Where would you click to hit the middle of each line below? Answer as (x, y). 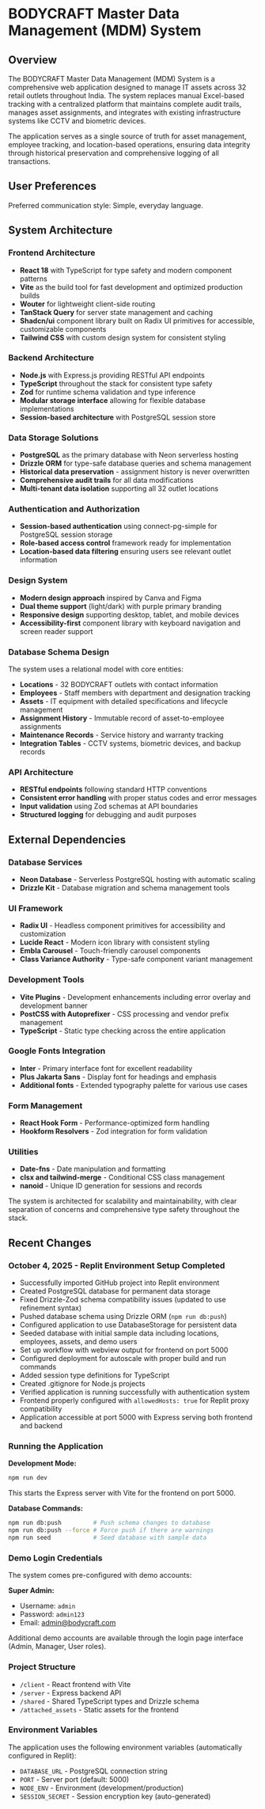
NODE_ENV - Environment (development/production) (102, 1788)
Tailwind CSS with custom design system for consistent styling (123, 337)
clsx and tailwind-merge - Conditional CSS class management (122, 1177)
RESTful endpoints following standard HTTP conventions (113, 789)
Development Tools (46, 980)
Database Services (45, 862)
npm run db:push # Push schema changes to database (110, 1523)
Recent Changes (50, 1243)
